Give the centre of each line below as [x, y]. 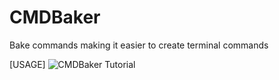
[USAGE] [27, 64]
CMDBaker [55, 17]
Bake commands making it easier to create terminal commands [139, 45]
